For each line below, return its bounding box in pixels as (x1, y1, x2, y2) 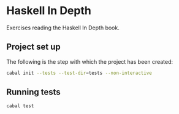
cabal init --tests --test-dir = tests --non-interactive (6, 70, 152, 76)
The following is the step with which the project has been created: (6, 58, 173, 65)
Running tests (6, 87, 61, 97)
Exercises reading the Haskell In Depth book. (6, 24, 120, 31)
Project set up (6, 42, 61, 52)
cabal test (6, 103, 34, 109)
